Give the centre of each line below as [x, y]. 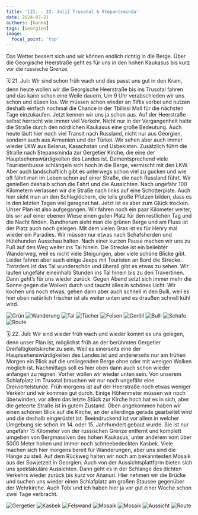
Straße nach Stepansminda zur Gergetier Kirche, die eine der [81, 153]
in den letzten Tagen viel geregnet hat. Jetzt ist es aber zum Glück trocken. [98, 203]
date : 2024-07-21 [28, 17]
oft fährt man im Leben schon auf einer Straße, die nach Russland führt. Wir [99, 178]
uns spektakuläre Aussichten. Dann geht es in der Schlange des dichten [94, 469]
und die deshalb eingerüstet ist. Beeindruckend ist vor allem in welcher [93, 418]
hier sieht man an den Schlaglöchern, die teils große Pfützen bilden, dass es [99, 197]
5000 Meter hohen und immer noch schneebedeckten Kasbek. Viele [90, 443]
